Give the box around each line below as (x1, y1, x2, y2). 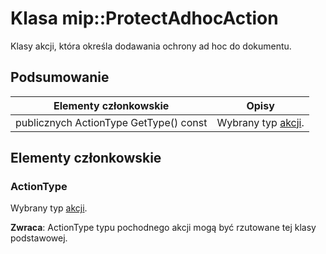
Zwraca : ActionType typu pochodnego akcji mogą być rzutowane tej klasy (10, 222, 317, 234)
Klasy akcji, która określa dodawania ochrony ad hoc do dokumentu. (10, 40, 292, 52)
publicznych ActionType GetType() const (15, 115, 208, 129)
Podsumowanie (10, 69, 110, 86)
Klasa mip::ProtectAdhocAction (10, 7, 279, 30)
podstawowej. (10, 232, 68, 244)
